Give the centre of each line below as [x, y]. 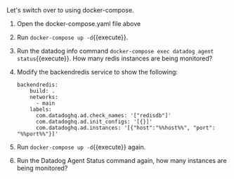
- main [45, 103]
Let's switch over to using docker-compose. [70, 10]
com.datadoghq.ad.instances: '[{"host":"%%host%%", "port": [125, 128]
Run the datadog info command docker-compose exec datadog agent [115, 51]
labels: [41, 110]
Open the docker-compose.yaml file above [79, 24]
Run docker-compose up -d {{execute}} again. [81, 147]
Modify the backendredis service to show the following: [97, 72]
